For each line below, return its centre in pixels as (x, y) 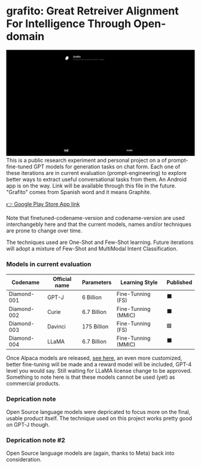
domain (25, 37)
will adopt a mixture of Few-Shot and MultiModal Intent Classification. (92, 249)
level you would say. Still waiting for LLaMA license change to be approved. (99, 370)
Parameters (97, 282)
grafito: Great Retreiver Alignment (92, 11)
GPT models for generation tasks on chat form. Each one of (107, 167)
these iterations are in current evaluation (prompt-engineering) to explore (96, 173)
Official (62, 279)
